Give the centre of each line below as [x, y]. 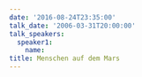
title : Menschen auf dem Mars [65, 58]
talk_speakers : [37, 34]
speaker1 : [35, 42]
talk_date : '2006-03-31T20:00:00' [73, 26]
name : [35, 50]
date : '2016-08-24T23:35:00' [63, 17]
